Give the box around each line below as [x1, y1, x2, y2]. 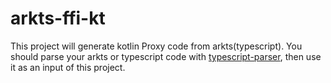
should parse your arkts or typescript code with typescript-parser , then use [10, 50, 322, 62]
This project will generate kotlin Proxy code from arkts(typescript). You [10, 40, 303, 52]
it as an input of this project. [10, 61, 126, 73]
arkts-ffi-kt [10, 7, 106, 30]
